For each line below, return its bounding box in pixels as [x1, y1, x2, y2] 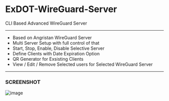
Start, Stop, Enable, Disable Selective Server [12, 45, 105, 51]
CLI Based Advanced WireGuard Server [5, 20, 88, 26]
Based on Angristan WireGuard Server [12, 34, 92, 41]
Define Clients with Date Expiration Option [12, 50, 100, 56]
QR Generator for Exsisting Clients [12, 56, 84, 62]
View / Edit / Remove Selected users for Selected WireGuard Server [12, 61, 153, 67]
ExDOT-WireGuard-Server [5, 4, 117, 15]
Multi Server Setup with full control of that [12, 40, 100, 46]
